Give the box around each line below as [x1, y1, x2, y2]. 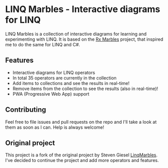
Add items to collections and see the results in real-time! [12, 80, 130, 86]
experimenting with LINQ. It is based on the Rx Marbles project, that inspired [5, 36, 163, 42]
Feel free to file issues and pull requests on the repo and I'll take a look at [5, 119, 157, 125]
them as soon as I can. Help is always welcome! [5, 124, 105, 130]
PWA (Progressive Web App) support [12, 91, 90, 97]
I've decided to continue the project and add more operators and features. [5, 157, 159, 163]
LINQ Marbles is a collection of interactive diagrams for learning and [5, 31, 147, 37]
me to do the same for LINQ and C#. [5, 41, 80, 47]
